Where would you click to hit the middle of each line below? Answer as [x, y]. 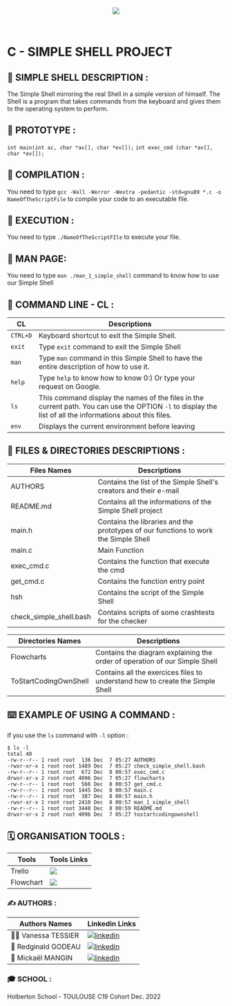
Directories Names [50, 640]
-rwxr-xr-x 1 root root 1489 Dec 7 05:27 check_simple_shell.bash [106, 766]
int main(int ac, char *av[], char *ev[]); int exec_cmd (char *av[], [110, 148]
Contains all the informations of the [155, 502]
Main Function [121, 550]
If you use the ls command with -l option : [68, 735]
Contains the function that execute [154, 561]
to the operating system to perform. [58, 108]
